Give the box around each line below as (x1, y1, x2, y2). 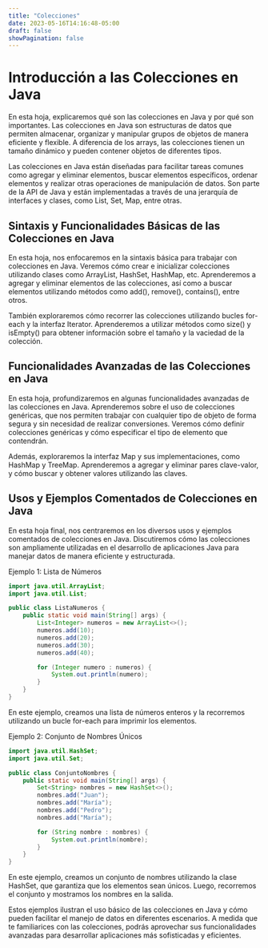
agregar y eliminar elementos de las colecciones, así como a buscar (8, 278, 233, 288)
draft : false (8, 26, 52, 34)
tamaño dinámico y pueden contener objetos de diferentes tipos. (8, 146, 222, 156)
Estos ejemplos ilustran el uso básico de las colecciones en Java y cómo (8, 905, 248, 914)
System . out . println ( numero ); (50, 671, 149, 679)
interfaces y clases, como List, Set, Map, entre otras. (8, 196, 182, 205)
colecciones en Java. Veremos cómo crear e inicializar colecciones (8, 261, 230, 271)
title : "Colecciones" (8, 11, 81, 20)
